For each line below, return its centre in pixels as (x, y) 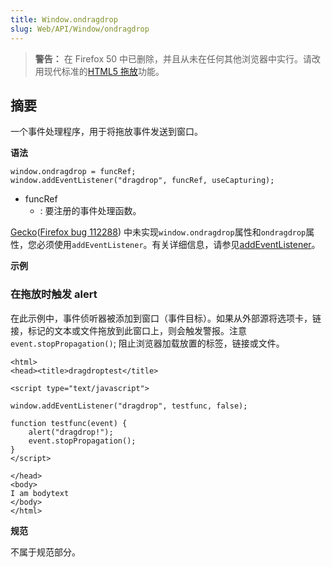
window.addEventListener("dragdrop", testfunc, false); (129, 406)
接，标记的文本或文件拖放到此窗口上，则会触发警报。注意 (128, 330)
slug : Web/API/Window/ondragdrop (80, 29)
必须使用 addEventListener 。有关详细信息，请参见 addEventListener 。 (178, 245)
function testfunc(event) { (69, 423)
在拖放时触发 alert (54, 294)
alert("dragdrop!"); (71, 432)
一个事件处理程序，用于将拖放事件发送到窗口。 (106, 132)
